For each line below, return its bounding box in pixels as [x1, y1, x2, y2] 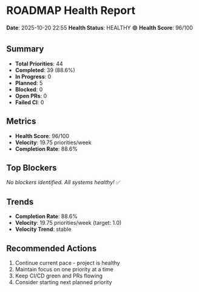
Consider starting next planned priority [15, 279, 112, 285]
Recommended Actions [6, 243, 97, 253]
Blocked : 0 [15, 85, 43, 93]
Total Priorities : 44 [15, 60, 64, 67]
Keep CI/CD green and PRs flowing [15, 272, 103, 279]
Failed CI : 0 [15, 98, 44, 106]
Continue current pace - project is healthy [15, 259, 120, 267]
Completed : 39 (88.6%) [15, 66, 76, 73]
